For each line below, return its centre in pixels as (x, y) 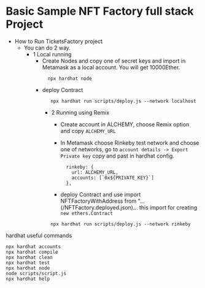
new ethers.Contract (87, 213)
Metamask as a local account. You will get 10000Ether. (111, 67)
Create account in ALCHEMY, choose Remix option (125, 124)
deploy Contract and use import (101, 194)
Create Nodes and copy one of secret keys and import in (114, 61)
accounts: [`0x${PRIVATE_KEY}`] (113, 178)
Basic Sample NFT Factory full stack (100, 11)
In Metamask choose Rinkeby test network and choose (130, 143)
